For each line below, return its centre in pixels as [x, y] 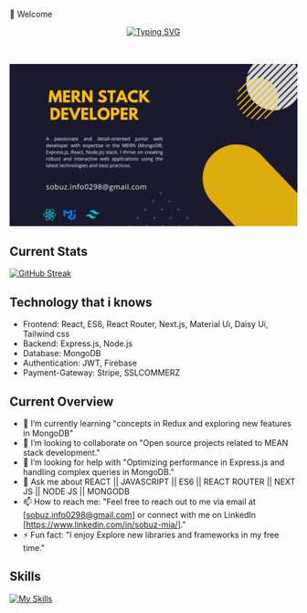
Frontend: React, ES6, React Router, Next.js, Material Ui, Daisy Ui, [145, 324]
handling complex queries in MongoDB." [99, 471]
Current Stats [49, 251]
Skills [25, 577]
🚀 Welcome [31, 14]
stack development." [61, 452]
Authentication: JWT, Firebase [79, 363]
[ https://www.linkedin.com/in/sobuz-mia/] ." [104, 524]
